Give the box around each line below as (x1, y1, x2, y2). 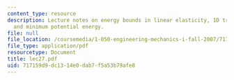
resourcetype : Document (7, 49, 77, 56)
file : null (7, 29, 39, 37)
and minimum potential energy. (13, 23, 104, 30)
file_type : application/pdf (7, 42, 89, 49)
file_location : (7, 36, 52, 43)
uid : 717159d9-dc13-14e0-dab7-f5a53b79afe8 (7, 62, 136, 69)
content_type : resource (7, 10, 77, 17)
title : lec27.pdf (7, 56, 58, 63)
